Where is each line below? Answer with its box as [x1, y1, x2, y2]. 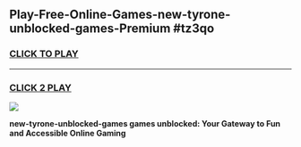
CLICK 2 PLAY [9, 81, 72, 94]
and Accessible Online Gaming [9, 127, 126, 138]
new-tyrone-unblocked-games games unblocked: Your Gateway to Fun [9, 118, 280, 128]
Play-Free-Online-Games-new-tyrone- [9, 7, 231, 22]
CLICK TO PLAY [9, 48, 79, 61]
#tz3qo [173, 21, 215, 37]
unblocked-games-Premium [9, 21, 171, 37]
